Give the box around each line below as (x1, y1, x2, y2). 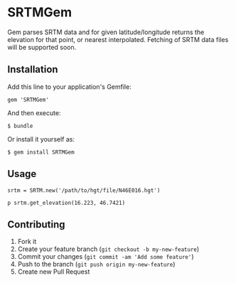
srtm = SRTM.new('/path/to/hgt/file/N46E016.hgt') (7, 186, 161, 194)
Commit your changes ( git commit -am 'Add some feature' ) (17, 252, 194, 261)
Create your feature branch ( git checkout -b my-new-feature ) (17, 245, 200, 253)
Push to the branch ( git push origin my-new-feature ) (17, 260, 176, 269)
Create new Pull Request (17, 267, 90, 276)
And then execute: (7, 108, 61, 117)
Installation (7, 63, 58, 75)
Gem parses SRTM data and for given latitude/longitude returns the (7, 28, 205, 36)
